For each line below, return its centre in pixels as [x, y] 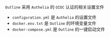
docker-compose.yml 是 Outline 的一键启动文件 [58, 29]
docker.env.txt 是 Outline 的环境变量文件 [54, 23]
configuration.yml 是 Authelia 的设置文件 [54, 17]
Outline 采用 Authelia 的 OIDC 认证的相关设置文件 [55, 7]
